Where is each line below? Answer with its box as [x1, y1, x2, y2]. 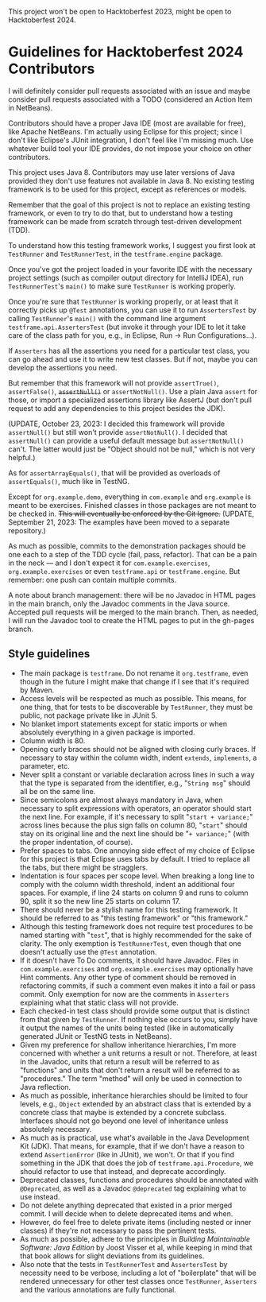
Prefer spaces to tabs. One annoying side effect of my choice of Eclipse [19, 846, 256, 855]
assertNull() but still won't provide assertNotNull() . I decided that [8, 427, 228, 436]
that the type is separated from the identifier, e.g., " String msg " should [19, 778, 251, 788]
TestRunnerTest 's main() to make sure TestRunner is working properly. [8, 281, 237, 291]
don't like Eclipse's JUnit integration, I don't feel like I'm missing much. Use [8, 135, 254, 145]
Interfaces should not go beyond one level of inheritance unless [19, 1116, 229, 1126]
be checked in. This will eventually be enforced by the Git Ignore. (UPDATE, [8, 509, 255, 518]
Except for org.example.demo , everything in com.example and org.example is [8, 492, 252, 502]
